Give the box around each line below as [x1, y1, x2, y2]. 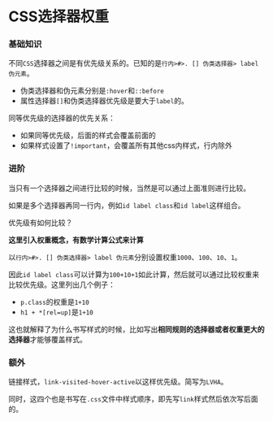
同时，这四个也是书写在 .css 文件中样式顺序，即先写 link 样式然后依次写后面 [8, 394, 258, 404]
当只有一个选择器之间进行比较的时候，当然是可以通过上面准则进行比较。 [8, 183, 250, 193]
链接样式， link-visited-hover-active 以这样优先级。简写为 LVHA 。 [8, 377, 228, 387]
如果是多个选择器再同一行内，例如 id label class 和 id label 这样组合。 [8, 200, 245, 210]
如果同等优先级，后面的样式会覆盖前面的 [19, 131, 156, 141]
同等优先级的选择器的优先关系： [8, 113, 115, 123]
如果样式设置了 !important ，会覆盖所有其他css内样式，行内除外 [19, 141, 233, 150]
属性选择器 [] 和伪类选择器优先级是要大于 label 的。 [19, 96, 188, 106]
